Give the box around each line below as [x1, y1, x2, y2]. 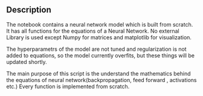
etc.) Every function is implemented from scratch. [6, 83, 130, 90]
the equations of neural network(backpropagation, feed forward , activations [6, 76, 197, 83]
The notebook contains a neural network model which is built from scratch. [6, 21, 193, 28]
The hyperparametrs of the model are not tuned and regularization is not [6, 45, 187, 53]
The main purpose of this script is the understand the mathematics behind [6, 69, 191, 77]
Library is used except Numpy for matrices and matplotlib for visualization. [6, 33, 192, 41]
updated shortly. [6, 58, 47, 65]
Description [6, 5, 51, 15]
